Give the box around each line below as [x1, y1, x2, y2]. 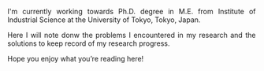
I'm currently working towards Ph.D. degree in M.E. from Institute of [7, 7, 256, 16]
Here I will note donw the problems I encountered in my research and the [7, 31, 256, 39]
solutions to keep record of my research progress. [7, 39, 170, 48]
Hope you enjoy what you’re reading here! [7, 54, 144, 63]
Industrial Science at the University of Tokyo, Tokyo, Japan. [7, 15, 201, 24]
